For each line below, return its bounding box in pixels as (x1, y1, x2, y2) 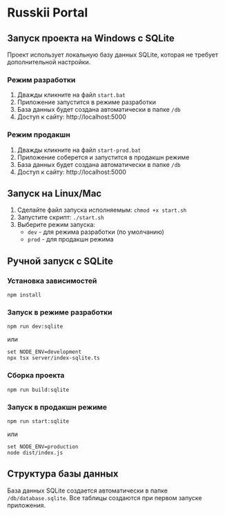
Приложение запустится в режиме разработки (17, 98, 157, 106)
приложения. (7, 501, 46, 509)
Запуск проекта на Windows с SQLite (7, 32, 175, 44)
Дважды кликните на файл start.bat (17, 91, 126, 99)
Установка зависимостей (7, 276, 97, 286)
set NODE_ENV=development (7, 348, 81, 356)
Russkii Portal (7, 5, 88, 21)
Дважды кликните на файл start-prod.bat (17, 146, 141, 154)
